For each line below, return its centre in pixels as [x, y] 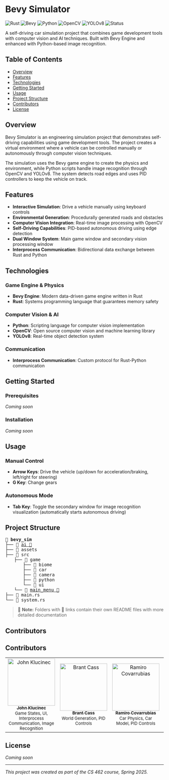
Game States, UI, [31, 713]
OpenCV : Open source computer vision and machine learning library [84, 331]
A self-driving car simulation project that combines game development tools [84, 33]
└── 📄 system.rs [25, 600]
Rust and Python [30, 255]
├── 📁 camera [39, 575]
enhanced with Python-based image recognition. [56, 43]
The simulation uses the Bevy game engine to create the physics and [77, 163]
